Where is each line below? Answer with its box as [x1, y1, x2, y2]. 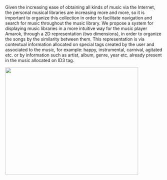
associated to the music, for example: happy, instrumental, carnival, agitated [5, 47, 162, 52]
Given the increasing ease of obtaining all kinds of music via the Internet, [5, 4, 155, 10]
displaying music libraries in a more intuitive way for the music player [5, 25, 147, 31]
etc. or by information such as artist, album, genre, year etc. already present [5, 52, 162, 58]
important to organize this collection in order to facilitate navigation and [5, 15, 152, 20]
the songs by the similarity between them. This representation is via [5, 36, 145, 42]
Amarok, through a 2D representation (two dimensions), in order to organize [5, 31, 161, 36]
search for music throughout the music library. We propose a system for [5, 20, 153, 26]
